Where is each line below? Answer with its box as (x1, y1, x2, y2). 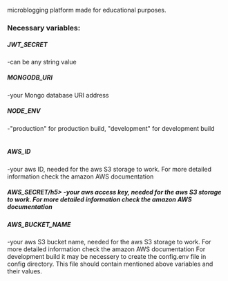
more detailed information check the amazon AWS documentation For (7, 245, 206, 253)
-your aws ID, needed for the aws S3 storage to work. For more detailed (7, 165, 212, 173)
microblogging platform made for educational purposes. (7, 6, 167, 14)
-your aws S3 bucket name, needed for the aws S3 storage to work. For (7, 238, 211, 246)
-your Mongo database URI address (7, 91, 109, 99)
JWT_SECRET (7, 40, 48, 48)
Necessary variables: (7, 23, 81, 33)
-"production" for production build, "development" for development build (7, 124, 215, 132)
